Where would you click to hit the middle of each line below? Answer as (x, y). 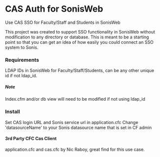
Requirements (22, 60)
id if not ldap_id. (21, 76)
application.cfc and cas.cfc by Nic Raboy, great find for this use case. (75, 149)
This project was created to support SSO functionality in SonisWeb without (80, 32)
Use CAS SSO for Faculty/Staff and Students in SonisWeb (63, 22)
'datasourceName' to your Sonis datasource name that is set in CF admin (79, 127)
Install (13, 112)
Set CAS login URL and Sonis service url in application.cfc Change (72, 122)
